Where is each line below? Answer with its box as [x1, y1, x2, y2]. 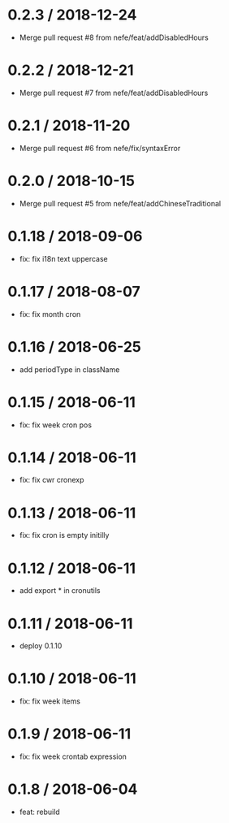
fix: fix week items [19, 696, 80, 706]
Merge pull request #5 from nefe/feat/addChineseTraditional [19, 198, 221, 208]
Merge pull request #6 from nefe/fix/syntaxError [19, 143, 181, 153]
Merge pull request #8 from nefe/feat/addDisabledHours [19, 32, 209, 42]
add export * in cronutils [19, 586, 101, 596]
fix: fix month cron [19, 309, 81, 318]
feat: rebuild [19, 807, 60, 817]
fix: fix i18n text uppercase [19, 253, 108, 263]
